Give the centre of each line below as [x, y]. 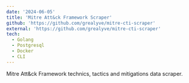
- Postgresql [28, 46]
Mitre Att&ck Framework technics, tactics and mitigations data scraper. [94, 73]
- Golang [23, 40]
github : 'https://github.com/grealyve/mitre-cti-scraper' [81, 23]
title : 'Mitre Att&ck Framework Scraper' [59, 17]
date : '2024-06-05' [31, 12]
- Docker [23, 51]
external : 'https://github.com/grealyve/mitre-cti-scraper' [84, 29]
